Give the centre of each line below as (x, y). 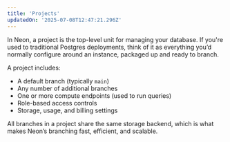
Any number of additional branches (67, 88)
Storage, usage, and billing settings (67, 110)
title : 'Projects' (33, 13)
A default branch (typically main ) (63, 81)
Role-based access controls (57, 103)
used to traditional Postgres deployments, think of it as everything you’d (109, 47)
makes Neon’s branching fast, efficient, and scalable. (83, 131)
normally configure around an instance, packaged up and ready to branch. (113, 54)
